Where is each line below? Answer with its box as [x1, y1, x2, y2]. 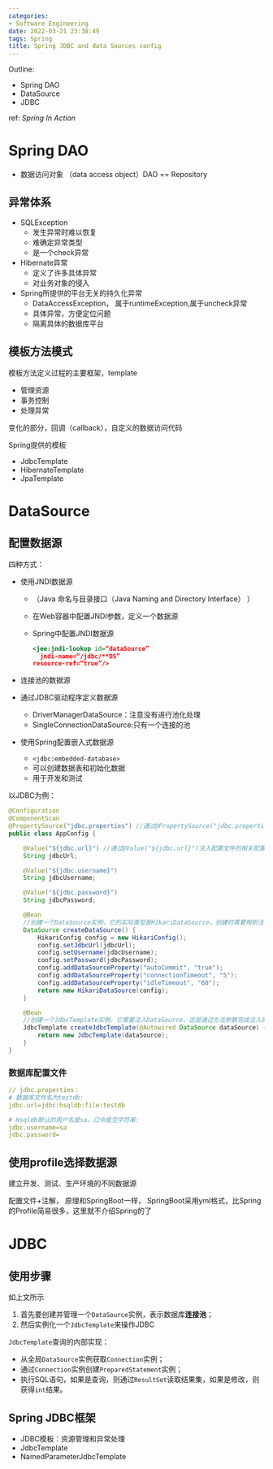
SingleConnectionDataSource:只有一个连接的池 [32, 720, 191, 730]
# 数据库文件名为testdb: [8, 1094, 84, 1102]
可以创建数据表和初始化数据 [32, 763, 126, 773]
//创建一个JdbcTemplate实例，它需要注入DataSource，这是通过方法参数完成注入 [23, 1016, 262, 1025]
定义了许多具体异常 [32, 267, 97, 277]
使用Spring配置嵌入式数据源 [19, 737, 115, 747]
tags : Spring [8, 34, 53, 43]
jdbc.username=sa [8, 1123, 67, 1132]
